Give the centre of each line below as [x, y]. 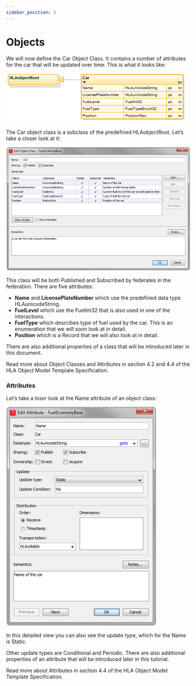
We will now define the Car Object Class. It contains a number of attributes [96, 58]
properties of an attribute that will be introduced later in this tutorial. [88, 659]
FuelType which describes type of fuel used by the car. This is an [94, 322]
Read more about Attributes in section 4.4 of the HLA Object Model [87, 671]
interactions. [30, 316]
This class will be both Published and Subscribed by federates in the [89, 280]
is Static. [17, 641]
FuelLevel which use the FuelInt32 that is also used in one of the [92, 310]
